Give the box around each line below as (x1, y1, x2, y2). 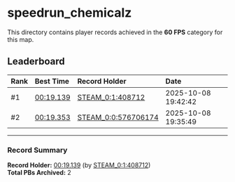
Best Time (34, 76, 70, 86)
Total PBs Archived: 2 (7, 169, 71, 177)
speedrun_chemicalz (7, 5, 132, 21)
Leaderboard (7, 56, 65, 68)
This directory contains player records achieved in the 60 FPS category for (7, 28, 223, 36)
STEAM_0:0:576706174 (77, 112, 159, 122)
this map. (7, 35, 34, 43)
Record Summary (7, 145, 68, 155)
